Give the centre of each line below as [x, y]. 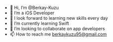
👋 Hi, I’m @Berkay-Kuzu [34, 8]
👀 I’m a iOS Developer [32, 13]
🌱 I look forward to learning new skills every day [59, 18]
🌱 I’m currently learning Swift [39, 23]
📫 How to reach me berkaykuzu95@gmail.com [58, 34]
